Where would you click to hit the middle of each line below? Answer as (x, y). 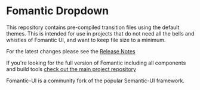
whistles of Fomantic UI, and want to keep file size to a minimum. (86, 40)
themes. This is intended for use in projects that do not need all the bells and (100, 33)
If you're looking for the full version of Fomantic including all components (96, 63)
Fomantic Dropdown (58, 11)
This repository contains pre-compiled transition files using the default (93, 27)
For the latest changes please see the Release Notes (71, 51)
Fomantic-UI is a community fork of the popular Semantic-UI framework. (96, 81)
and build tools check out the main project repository (71, 69)
